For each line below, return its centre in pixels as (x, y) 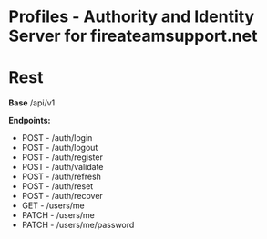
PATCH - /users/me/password (78, 225)
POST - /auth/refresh (62, 177)
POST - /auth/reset (57, 186)
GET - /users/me (53, 205)
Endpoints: (30, 121)
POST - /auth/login (57, 138)
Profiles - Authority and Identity (132, 17)
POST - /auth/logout (60, 148)
